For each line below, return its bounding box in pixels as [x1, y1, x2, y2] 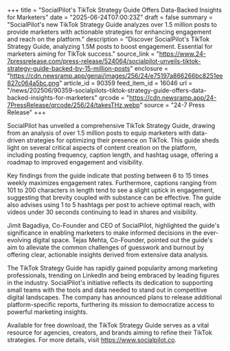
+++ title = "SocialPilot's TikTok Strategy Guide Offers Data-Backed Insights [7, 6, 222, 14]
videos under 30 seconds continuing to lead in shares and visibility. [7, 208, 198, 216]
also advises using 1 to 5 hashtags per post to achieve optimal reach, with [7, 201, 216, 209]
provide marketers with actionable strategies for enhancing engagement [7, 28, 211, 36]
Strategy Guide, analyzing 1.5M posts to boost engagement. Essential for [7, 43, 213, 50]
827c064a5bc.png [7, 79, 60, 87]
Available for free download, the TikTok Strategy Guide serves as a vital [7, 321, 209, 329]
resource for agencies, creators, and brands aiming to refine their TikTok [7, 328, 213, 337]
